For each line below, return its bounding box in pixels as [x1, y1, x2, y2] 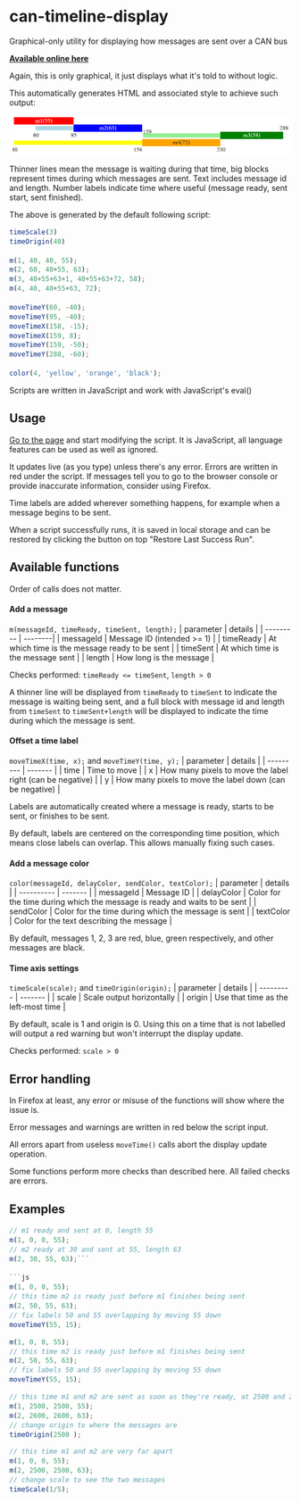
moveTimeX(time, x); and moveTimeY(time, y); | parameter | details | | [9, 756, 266, 766]
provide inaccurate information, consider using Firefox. [9, 480, 212, 491]
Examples [9, 1201, 65, 1216]
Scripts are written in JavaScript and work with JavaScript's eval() [9, 385, 253, 395]
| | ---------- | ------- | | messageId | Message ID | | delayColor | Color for [9, 887, 281, 898]
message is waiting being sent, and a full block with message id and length [9, 696, 286, 707]
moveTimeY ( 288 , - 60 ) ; [9, 350, 90, 359]
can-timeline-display [9, 6, 169, 27]
